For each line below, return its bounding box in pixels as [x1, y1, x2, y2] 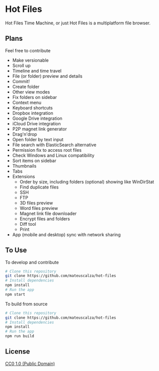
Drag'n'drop [12, 131, 37, 137]
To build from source [5, 301, 48, 307]
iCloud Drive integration [12, 120, 61, 126]
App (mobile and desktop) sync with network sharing [12, 231, 121, 237]
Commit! [12, 78, 30, 84]
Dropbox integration [12, 110, 53, 116]
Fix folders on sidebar [12, 94, 57, 100]
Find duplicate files [19, 184, 59, 190]
